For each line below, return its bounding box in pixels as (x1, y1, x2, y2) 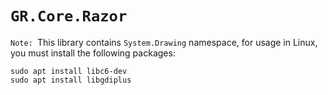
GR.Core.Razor (10, 7, 128, 26)
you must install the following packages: (10, 47, 176, 59)
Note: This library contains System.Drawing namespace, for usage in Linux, (10, 36, 318, 48)
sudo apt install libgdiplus (10, 75, 132, 85)
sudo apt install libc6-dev (10, 66, 128, 76)
